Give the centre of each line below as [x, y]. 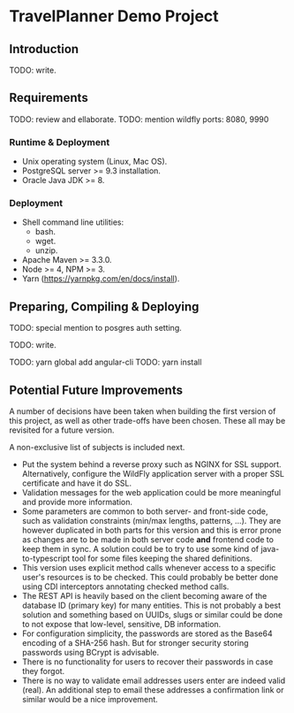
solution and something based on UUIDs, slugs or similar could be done [152, 615]
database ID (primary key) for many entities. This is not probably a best [151, 606]
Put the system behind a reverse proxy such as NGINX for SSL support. [151, 464]
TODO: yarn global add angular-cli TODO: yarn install [106, 362]
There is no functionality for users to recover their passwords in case [147, 662]
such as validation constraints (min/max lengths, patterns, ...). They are [151, 521]
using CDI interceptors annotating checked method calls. [125, 586]
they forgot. [43, 671]
